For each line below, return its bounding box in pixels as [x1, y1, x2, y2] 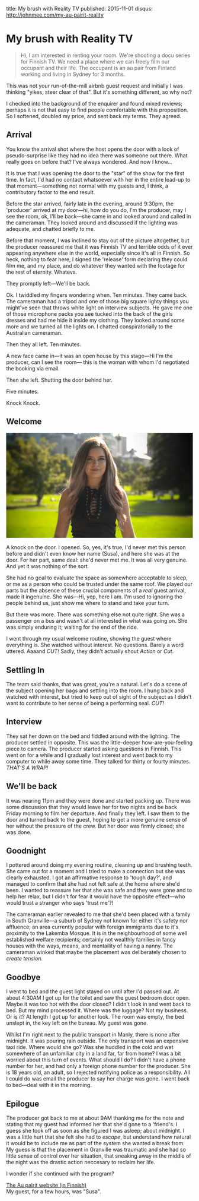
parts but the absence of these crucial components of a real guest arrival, [6, 587, 187, 594]
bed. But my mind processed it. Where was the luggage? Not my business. [6, 1007, 188, 1014]
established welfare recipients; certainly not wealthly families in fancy [6, 936, 176, 943]
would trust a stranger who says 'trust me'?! [6, 899, 114, 907]
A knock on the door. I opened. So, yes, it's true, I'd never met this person [6, 544, 186, 551]
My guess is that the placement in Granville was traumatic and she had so [6, 1146, 187, 1154]
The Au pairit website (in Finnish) [6, 1181, 87, 1189]
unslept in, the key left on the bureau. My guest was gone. [6, 1019, 148, 1026]
